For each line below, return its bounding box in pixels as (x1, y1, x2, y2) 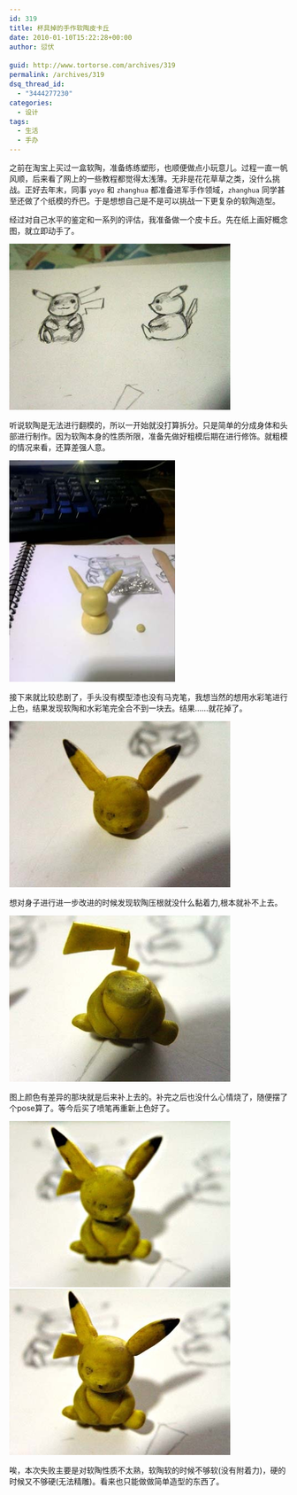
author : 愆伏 (9, 43, 55, 51)
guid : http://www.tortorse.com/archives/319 (9, 61, 176, 70)
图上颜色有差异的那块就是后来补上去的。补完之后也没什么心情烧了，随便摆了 (9, 1092, 288, 1102)
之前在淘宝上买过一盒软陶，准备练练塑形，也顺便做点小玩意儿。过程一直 (9, 162, 272, 173)
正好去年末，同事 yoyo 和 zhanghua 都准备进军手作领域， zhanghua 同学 (24, 184, 278, 195)
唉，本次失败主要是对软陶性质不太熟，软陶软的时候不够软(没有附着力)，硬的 (9, 1465, 286, 1476)
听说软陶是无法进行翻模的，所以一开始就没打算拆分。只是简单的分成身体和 (9, 420, 280, 430)
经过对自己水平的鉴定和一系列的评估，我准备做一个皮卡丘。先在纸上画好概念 (9, 214, 288, 225)
